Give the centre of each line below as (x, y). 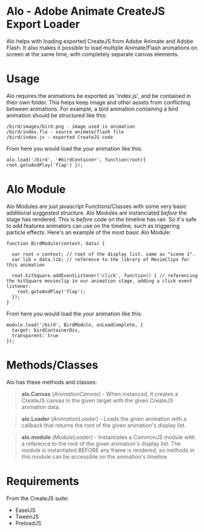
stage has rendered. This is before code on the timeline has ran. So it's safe (101, 219)
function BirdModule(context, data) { (56, 243)
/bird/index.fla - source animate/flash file (65, 132)
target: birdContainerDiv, (46, 330)
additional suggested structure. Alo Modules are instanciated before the (97, 213)
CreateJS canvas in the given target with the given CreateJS (97, 400)
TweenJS (27, 516)
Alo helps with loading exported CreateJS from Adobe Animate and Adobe (100, 41)
